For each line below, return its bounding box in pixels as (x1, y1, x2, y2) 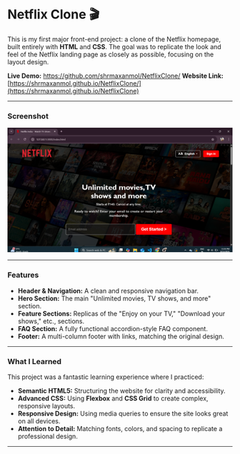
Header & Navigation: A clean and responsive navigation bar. (17, 286, 199, 295)
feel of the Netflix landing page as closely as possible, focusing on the (7, 50, 214, 59)
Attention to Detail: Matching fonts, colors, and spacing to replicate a (17, 424, 223, 433)
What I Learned (7, 356, 62, 366)
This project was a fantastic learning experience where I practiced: (7, 373, 204, 381)
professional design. (17, 432, 79, 440)
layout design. (7, 57, 49, 66)
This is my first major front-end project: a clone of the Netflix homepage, (7, 34, 221, 44)
